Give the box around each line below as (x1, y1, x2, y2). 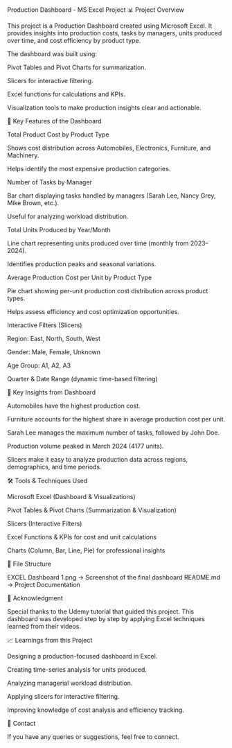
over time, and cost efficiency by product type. (7, 37, 141, 44)
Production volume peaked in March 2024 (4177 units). (7, 442, 164, 450)
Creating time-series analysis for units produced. (7, 666, 147, 674)
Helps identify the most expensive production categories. (7, 165, 171, 173)
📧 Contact (7, 720, 36, 727)
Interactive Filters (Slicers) (7, 321, 82, 329)
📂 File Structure (7, 560, 52, 568)
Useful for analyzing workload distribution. (7, 212, 129, 220)
